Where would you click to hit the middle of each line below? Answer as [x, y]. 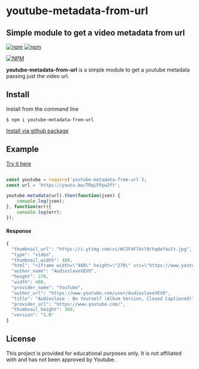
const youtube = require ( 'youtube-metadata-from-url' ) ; [76, 179]
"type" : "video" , [33, 255]
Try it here [19, 163]
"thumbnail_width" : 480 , [42, 260]
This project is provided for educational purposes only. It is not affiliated [94, 353]
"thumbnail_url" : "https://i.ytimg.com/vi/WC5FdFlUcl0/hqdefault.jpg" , [102, 249]
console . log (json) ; [41, 201]
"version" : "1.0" [33, 315]
